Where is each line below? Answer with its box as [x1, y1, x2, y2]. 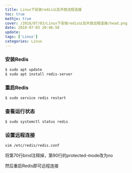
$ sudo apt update [5, 67, 42, 72]
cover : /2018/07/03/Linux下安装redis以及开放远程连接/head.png [5, 20, 128, 26]
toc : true [5, 12, 25, 17]
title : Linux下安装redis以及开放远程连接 [5, 7, 82, 12]
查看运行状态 [5, 108, 35, 115]
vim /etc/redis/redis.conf [5, 143, 60, 148]
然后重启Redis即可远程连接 [5, 163, 59, 169]
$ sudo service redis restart [5, 96, 66, 100]
